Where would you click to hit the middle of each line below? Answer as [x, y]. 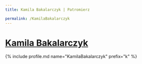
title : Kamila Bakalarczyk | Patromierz [48, 10]
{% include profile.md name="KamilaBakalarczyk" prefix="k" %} [71, 57]
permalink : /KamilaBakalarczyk [37, 18]
